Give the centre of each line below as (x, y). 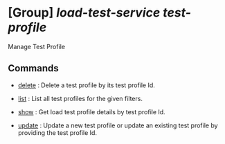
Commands (34, 68)
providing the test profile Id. (57, 132)
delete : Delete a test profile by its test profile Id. (86, 85)
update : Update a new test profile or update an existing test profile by (118, 125)
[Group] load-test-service (84, 13)
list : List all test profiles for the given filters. (80, 98)
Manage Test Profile (36, 46)
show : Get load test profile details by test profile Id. (91, 111)
